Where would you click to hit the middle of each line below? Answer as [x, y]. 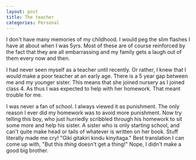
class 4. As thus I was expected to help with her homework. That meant [93, 89]
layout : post [22, 12]
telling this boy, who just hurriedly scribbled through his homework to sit [94, 119]
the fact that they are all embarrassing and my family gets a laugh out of [94, 52]
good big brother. [27, 151]
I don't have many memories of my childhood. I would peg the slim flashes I [98, 40]
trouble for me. [24, 95]
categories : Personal [33, 23]
